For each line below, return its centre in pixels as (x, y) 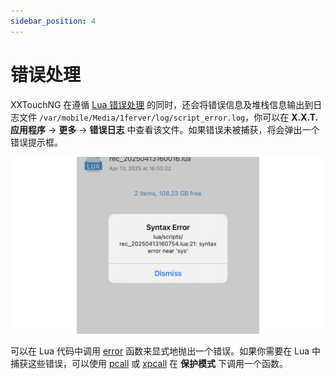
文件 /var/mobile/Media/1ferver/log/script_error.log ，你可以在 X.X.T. (168, 117)
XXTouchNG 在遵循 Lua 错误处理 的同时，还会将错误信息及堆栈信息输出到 (162, 104)
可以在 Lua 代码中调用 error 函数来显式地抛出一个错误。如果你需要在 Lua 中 (166, 351)
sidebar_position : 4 (53, 21)
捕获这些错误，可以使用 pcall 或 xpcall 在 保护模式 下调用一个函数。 (149, 364)
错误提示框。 (36, 142)
